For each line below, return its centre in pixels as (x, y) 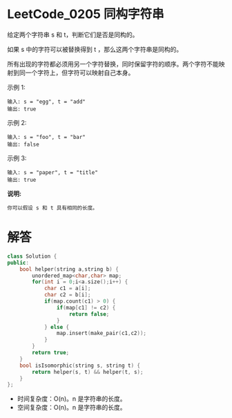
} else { (57, 327)
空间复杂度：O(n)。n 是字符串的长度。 (71, 408)
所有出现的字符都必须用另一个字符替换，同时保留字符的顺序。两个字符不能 (113, 64)
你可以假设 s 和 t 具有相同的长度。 (52, 208)
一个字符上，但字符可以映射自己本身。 (80, 73)
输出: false (23, 144)
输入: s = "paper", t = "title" (52, 172)
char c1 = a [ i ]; (67, 288)
